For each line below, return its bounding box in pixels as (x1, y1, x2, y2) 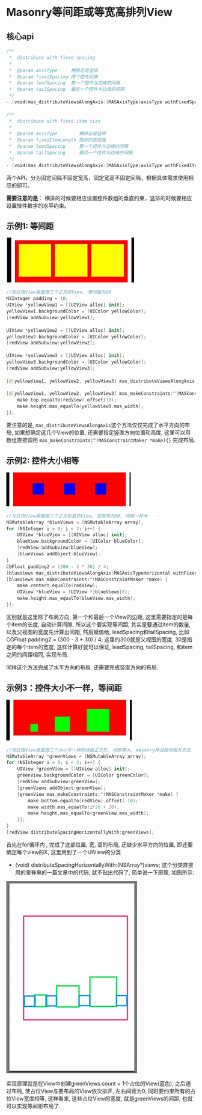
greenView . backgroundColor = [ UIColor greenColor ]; (17, 772, 149, 778)
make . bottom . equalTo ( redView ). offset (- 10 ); (28, 798, 138, 804)
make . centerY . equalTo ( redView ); (17, 582, 98, 589)
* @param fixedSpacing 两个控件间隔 (8, 73, 98, 80)
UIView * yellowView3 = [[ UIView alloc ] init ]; (6, 353, 125, 359)
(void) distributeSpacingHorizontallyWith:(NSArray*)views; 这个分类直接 (14, 861, 194, 869)
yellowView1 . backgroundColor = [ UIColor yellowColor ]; (6, 308, 147, 314)
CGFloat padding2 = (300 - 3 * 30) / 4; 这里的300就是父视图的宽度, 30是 (6, 635, 188, 643)
